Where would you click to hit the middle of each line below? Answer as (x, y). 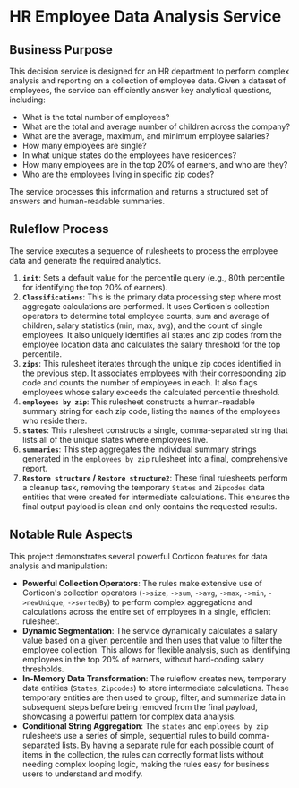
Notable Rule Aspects (71, 535)
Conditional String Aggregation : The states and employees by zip (145, 726)
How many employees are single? (84, 146)
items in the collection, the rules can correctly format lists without (143, 754)
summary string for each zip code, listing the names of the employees (151, 411)
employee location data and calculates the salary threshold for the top (151, 344)
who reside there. (55, 420)
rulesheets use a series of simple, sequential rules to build (129, 735)
